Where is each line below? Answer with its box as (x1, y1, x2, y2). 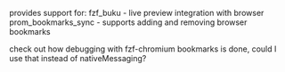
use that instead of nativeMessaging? (9, 53, 147, 63)
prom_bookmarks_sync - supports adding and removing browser (9, 17, 248, 28)
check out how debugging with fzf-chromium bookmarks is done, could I (9, 44, 277, 54)
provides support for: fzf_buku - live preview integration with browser (9, 8, 265, 18)
